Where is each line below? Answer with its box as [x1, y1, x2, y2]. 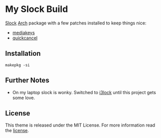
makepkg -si [5, 62, 30, 68]
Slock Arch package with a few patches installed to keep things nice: [5, 20, 147, 26]
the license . [5, 128, 29, 134]
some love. [12, 95, 35, 101]
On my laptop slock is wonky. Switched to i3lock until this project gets [12, 89, 156, 95]
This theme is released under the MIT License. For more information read [5, 122, 156, 128]
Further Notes [5, 76, 50, 85]
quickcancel [12, 35, 38, 41]
